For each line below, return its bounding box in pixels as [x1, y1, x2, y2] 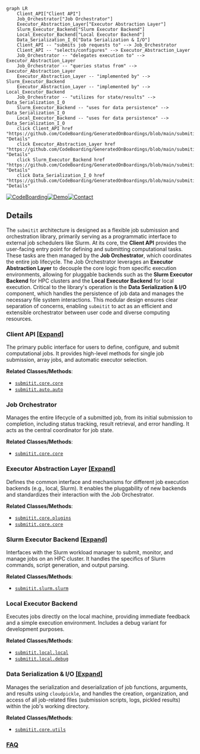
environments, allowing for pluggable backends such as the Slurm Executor [6, 271, 193, 278]
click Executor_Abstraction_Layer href [17, 141, 116, 147]
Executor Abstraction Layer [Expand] [6, 465, 116, 473]
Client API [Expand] [6, 330, 64, 338]
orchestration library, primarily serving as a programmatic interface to [6, 232, 177, 240]
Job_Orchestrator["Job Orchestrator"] [17, 16, 113, 22]
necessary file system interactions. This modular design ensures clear [6, 296, 179, 303]
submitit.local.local [14, 650, 68, 656]
